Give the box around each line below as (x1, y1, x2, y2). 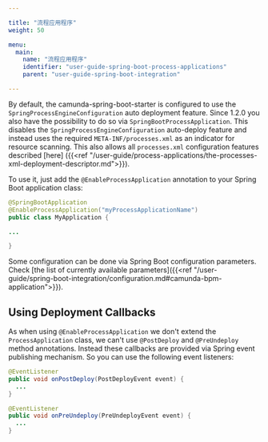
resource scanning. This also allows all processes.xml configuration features (8, 142, 259, 151)
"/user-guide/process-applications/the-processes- (89, 150, 258, 160)
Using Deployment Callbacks (8, 305, 156, 319)
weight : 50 (8, 26, 45, 34)
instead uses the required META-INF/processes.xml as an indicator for (8, 133, 235, 143)
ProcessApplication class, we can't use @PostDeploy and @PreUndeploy (8, 336, 239, 345)
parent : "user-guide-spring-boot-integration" (22, 70, 181, 78)
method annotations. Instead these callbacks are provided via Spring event (8, 344, 255, 353)
